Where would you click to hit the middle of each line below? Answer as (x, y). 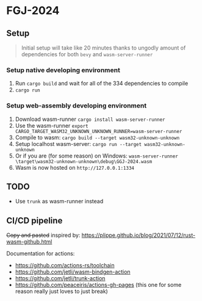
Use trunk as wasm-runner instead (59, 201)
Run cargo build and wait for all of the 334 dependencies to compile (102, 84)
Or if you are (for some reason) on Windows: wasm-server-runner (96, 156)
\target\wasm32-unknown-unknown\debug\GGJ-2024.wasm (84, 161)
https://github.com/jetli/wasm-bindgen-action (73, 272)
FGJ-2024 (33, 11)
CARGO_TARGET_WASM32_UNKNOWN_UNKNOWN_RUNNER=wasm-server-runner (99, 131)
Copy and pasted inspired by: (43, 235)
